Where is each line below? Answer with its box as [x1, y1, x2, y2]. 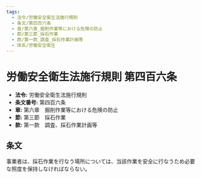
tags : [6, 8, 20, 15]
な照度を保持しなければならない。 [6, 165, 91, 172]
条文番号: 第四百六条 [14, 99, 66, 106]
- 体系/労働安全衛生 [11, 43, 56, 49]
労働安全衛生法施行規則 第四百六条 [6, 70, 177, 84]
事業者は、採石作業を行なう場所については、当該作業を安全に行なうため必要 [6, 158, 196, 165]
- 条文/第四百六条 [11, 20, 52, 26]
